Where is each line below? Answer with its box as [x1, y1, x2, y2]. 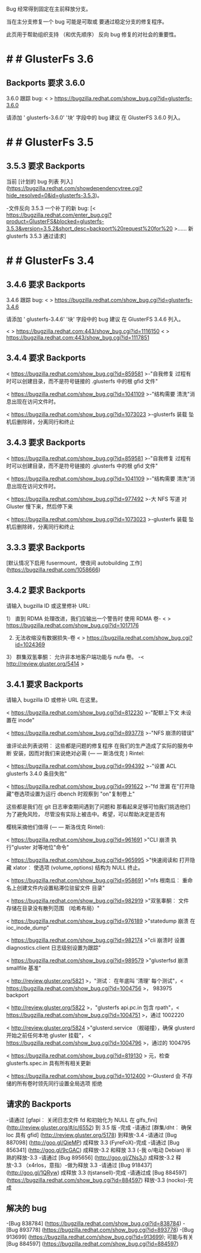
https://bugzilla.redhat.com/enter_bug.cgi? [6, 211, 112, 218]
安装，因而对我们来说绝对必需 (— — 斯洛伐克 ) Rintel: [13, 750, 145, 757]
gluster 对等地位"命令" [14, 844, 70, 851]
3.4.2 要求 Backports [6, 585, 86, 595]
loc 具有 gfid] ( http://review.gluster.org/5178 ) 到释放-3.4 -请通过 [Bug [6, 1131, 177, 1139]
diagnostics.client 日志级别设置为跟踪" [6, 944, 101, 951]
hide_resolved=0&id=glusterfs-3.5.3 [6, 192, 96, 199]
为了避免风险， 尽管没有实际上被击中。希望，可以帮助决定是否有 [6, 811, 166, 818]
